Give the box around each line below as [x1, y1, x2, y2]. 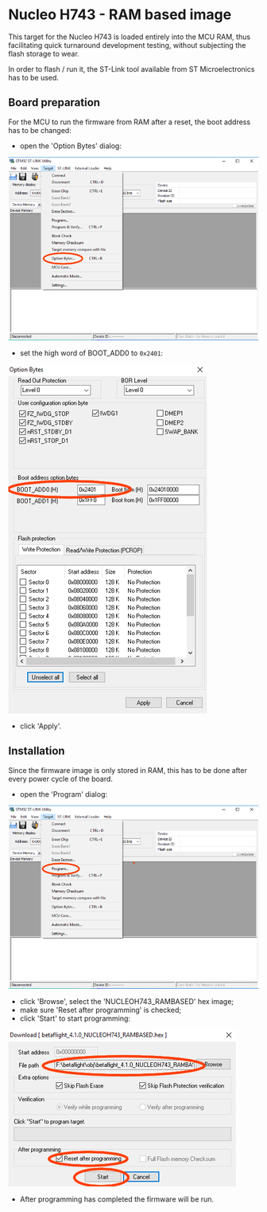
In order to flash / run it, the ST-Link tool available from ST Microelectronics [8, 64, 255, 73]
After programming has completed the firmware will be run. [19, 1194, 215, 1204]
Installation [8, 744, 65, 758]
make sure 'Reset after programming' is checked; [19, 1005, 181, 1014]
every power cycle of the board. [8, 774, 114, 783]
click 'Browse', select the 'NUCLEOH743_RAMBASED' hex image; [19, 996, 234, 1006]
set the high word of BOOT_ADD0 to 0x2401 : [19, 348, 164, 358]
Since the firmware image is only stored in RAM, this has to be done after [8, 765, 248, 775]
